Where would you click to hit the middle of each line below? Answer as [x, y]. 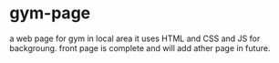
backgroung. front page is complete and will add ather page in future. [140, 47]
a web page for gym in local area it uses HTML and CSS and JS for [135, 38]
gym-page [50, 13]
